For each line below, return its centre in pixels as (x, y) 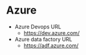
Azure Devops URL (38, 27)
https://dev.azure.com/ (52, 33)
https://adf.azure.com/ (51, 46)
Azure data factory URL (43, 39)
